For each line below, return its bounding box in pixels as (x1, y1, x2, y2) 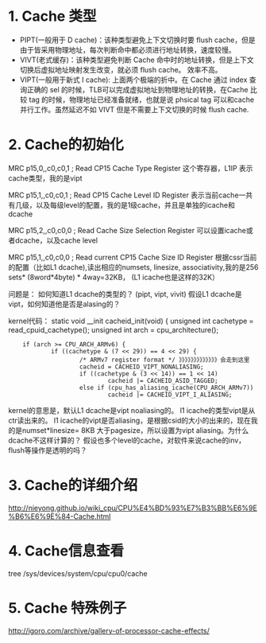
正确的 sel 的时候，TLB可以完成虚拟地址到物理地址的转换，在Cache (26, 84, 249, 94)
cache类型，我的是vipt (8, 173, 83, 183)
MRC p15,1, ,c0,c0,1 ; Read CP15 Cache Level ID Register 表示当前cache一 (8, 190, 246, 200)
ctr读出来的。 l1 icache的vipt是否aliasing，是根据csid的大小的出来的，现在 (8, 415, 252, 425)
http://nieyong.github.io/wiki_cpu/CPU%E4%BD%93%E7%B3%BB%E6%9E (8, 503, 258, 512)
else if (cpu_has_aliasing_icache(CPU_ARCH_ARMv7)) (79, 384, 254, 392)
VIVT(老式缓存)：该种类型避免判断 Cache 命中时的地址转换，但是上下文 (19, 55, 254, 64)
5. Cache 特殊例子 (8, 598, 127, 617)
